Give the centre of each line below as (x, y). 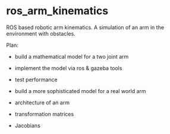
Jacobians (27, 125)
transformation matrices (44, 114)
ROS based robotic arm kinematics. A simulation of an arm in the (85, 27)
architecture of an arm (42, 103)
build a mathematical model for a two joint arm (72, 56)
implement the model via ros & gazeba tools (68, 68)
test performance (36, 79)
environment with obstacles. (41, 33)
